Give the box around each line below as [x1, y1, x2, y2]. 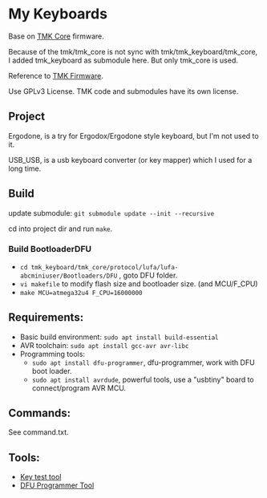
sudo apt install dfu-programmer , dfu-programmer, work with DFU [31, 358, 255, 367]
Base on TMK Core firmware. [8, 31, 104, 41]
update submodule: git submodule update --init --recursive [8, 208, 215, 217]
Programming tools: [19, 349, 86, 358]
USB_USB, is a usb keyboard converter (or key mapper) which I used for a [8, 155, 253, 164]
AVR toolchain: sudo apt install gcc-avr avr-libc [19, 340, 189, 350]
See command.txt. [8, 427, 70, 437]
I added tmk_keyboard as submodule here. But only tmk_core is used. [8, 55, 238, 65]
